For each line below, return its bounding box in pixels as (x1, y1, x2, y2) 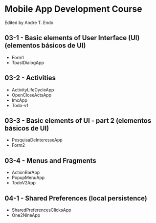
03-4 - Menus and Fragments (4, 156, 96, 165)
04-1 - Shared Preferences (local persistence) (4, 194, 147, 202)
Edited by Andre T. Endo (4, 20, 54, 25)
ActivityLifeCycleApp (11, 87, 54, 92)
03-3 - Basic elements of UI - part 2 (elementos (4, 116, 152, 125)
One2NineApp (11, 212, 41, 218)
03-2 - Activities (4, 74, 56, 82)
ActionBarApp (11, 170, 40, 176)
